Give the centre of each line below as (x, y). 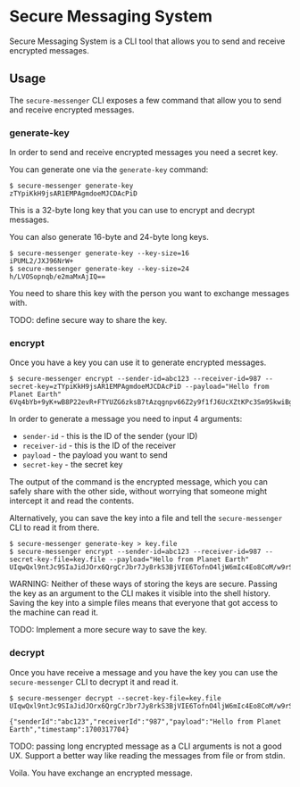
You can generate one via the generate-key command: (109, 170)
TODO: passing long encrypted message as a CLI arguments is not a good (146, 746)
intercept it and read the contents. (72, 501)
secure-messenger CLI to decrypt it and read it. (94, 682)
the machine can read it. (54, 612)
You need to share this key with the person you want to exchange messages (150, 294)
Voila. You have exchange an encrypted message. (101, 773)
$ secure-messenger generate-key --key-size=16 (100, 253)
